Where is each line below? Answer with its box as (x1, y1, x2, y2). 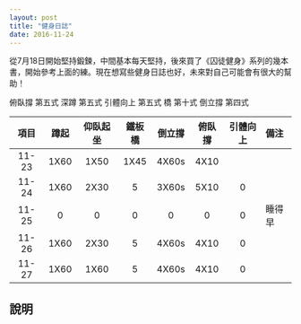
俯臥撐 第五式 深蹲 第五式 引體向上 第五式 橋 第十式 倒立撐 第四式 (9, 97, 249, 108)
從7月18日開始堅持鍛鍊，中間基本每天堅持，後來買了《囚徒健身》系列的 (9, 56, 273, 66)
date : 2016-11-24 (9, 30, 74, 39)
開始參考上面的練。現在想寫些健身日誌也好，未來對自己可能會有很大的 (24, 66, 284, 77)
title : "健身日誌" (9, 22, 73, 31)
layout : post (9, 13, 58, 22)
